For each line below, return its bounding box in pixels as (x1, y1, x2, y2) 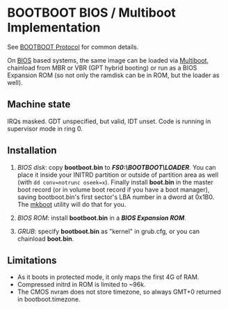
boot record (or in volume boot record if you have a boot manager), (17, 185, 210, 193)
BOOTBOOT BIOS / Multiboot (7, 5, 176, 21)
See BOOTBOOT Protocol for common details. (7, 42, 139, 51)
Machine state (7, 99, 71, 111)
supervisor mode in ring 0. (7, 124, 83, 133)
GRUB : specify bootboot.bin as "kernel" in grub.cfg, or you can (17, 227, 200, 235)
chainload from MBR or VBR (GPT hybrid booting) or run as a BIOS (7, 63, 197, 72)
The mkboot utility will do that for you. (17, 200, 127, 208)
